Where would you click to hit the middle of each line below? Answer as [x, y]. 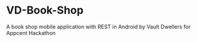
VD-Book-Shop [45, 10]
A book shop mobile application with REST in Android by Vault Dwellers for [98, 27]
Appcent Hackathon [31, 33]
